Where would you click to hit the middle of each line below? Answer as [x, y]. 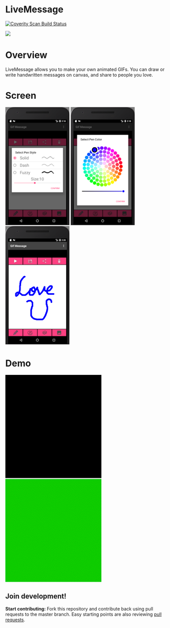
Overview [26, 55]
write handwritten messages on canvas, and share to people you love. [79, 75]
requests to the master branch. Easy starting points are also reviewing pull [84, 614]
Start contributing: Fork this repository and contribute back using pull [79, 608]
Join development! [36, 596]
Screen [21, 96]
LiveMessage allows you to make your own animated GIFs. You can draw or [85, 69]
